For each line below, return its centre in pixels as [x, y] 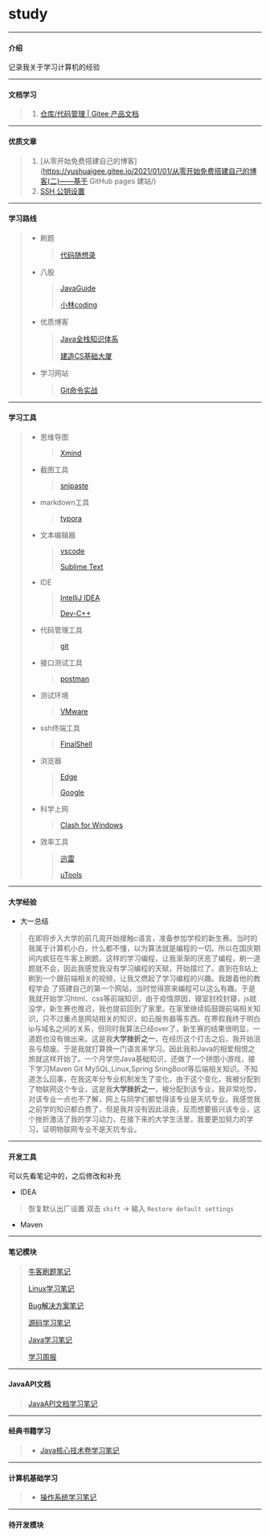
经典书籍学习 [29, 1431]
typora [71, 518]
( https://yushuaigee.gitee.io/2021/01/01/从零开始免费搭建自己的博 [148, 171]
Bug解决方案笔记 [56, 1305]
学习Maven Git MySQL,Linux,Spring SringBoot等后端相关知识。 [139, 1069]
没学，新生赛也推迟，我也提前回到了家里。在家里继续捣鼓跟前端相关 [141, 1009]
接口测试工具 [61, 662]
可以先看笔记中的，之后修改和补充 [65, 1176]
